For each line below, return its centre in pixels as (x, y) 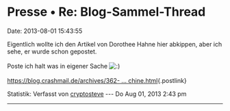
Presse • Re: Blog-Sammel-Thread (106, 12)
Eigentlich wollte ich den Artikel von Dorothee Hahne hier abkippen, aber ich (115, 44)
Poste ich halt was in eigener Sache (57, 66)
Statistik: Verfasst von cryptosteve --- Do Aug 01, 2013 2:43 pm (97, 94)
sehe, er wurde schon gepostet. (52, 51)
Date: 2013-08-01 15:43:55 (45, 31)
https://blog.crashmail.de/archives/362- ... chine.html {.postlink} (97, 80)
